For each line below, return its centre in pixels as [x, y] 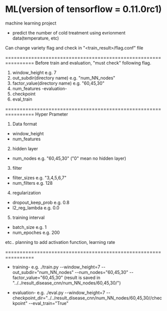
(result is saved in [82, 277]
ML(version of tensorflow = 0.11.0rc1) [83, 9]
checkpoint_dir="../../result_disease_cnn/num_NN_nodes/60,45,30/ [81, 298]
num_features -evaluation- [40, 88]
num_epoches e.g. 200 [36, 232]
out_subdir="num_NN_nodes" [43, 272]
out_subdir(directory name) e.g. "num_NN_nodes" [64, 78]
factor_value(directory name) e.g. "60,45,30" [58, 83]
